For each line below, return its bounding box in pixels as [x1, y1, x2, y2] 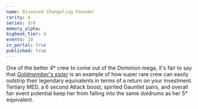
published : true [6, 48, 47, 54]
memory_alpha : [6, 25, 42, 32]
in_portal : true [6, 43, 47, 49]
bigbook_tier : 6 [6, 31, 47, 37]
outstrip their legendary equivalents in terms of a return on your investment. [6, 77, 193, 84]
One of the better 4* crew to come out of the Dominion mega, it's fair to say [6, 64, 192, 71]
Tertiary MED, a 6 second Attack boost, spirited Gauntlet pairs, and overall [6, 83, 188, 90]
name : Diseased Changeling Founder [6, 8, 95, 15]
